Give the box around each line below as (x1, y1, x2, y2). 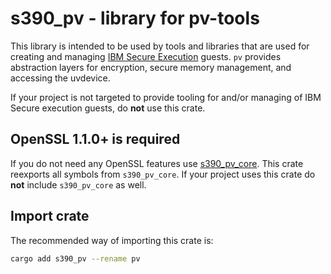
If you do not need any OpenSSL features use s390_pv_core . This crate (10, 157, 304, 169)
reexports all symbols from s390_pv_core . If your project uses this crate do (10, 168, 316, 180)
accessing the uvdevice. (10, 72, 111, 84)
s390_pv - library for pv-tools (10, 7, 260, 30)
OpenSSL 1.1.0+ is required (10, 131, 181, 148)
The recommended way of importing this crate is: (10, 234, 214, 246)
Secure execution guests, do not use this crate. (10, 102, 206, 114)
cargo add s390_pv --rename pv (10, 253, 141, 264)
